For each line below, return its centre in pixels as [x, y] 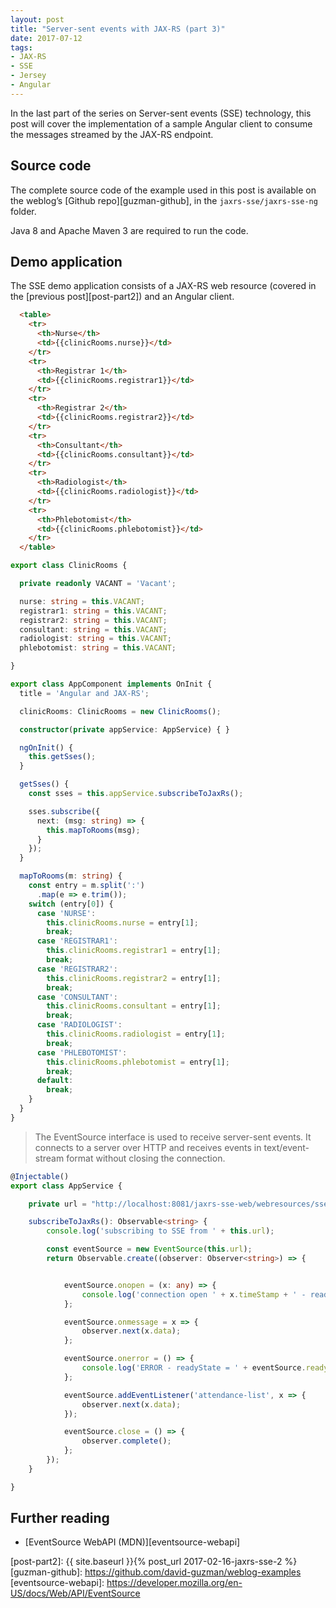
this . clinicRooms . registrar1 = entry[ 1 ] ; [134, 951]
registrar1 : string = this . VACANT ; [93, 611]
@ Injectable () [40, 1176]
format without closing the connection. [146, 1158]
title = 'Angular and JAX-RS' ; [84, 693]
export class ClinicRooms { [69, 566]
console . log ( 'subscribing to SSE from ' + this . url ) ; [160, 1231]
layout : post [37, 19]
